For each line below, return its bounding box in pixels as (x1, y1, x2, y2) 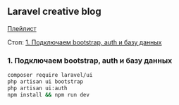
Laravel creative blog (7, 6, 102, 18)
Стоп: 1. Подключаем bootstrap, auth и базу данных (7, 38, 162, 47)
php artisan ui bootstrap (7, 78, 83, 85)
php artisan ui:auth (7, 85, 68, 92)
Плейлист (7, 24, 37, 32)
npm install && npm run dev (7, 91, 90, 98)
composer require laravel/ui (7, 72, 93, 79)
